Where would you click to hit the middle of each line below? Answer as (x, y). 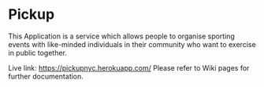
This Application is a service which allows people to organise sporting (121, 36)
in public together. (37, 53)
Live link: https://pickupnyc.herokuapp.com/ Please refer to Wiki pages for (129, 67)
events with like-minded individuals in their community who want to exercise (132, 44)
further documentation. (46, 76)
